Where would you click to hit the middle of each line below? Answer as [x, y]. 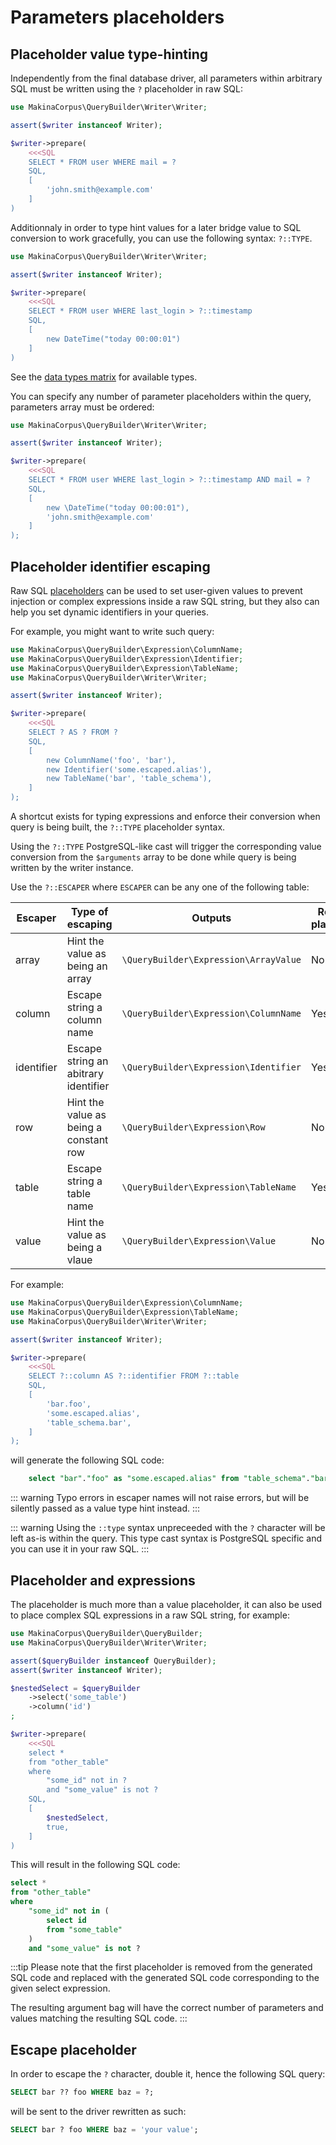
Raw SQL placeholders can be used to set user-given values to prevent [156, 590]
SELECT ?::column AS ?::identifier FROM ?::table [134, 1376]
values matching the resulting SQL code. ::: [99, 2018]
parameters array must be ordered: [82, 407]
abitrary [85, 1074]
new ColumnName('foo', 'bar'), [111, 760]
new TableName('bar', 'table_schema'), [129, 779]
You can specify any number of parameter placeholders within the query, [161, 396]
